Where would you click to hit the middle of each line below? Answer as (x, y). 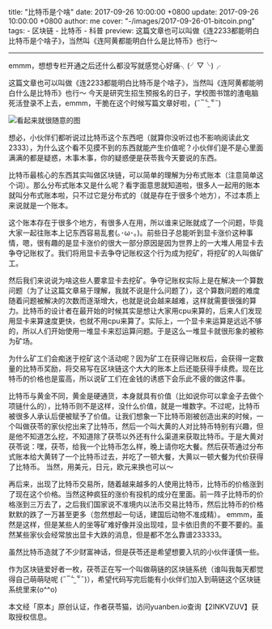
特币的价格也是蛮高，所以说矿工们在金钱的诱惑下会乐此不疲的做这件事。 (129, 379)
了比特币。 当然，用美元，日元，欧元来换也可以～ (91, 467)
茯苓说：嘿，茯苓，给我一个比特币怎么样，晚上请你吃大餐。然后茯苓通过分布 (136, 447)
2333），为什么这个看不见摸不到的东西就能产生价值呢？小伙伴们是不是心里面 (136, 148)
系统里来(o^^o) (33, 589)
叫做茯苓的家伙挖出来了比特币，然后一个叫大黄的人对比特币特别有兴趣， (136, 426)
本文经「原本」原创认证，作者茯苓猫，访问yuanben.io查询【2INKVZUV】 (130, 607)
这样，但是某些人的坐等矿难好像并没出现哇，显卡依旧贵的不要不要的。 (139, 524)
